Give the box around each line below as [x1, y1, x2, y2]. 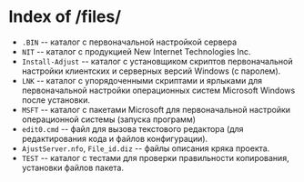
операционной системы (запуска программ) [21, 114, 197, 125]
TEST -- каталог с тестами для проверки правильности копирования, [21, 152, 289, 163]
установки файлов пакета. [21, 162, 125, 173]
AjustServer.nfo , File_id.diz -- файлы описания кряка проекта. [21, 143, 270, 154]
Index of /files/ [8, 6, 122, 27]
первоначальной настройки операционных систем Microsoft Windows [21, 85, 296, 96]
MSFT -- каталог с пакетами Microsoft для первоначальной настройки [21, 104, 291, 115]
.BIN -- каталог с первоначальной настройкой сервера [21, 36, 238, 47]
